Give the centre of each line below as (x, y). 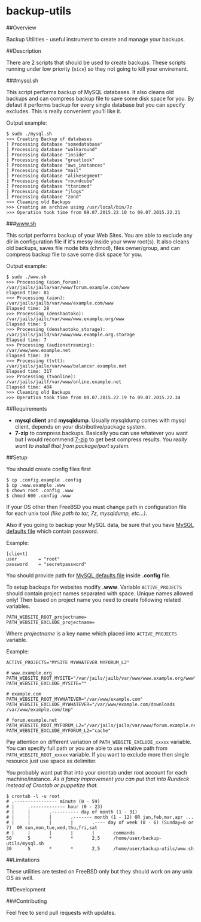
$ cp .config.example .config (44, 480)
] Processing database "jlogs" (45, 191)
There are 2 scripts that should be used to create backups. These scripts (96, 62)
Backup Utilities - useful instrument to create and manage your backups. (96, 39)
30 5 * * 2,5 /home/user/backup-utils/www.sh (100, 849)
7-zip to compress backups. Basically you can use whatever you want (101, 433)
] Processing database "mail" (44, 170)
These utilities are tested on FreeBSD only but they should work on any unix (100, 871)
